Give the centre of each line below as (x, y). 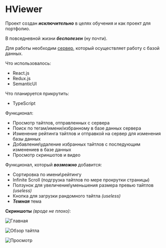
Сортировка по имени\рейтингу (47, 174)
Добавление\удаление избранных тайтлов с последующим (76, 144)
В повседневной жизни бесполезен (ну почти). (56, 38)
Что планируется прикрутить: (37, 93)
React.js (21, 73)
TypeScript (24, 103)
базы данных (27, 139)
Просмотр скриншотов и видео (46, 155)
